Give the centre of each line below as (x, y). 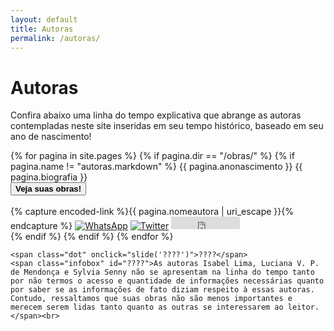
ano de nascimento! (51, 137)
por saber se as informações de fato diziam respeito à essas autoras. (162, 290)
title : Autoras (42, 29)
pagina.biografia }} (49, 177)
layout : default (44, 19)
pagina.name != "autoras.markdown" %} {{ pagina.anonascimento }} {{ (156, 167)
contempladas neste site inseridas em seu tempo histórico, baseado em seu (167, 126)
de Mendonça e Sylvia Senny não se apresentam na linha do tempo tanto (162, 272)
